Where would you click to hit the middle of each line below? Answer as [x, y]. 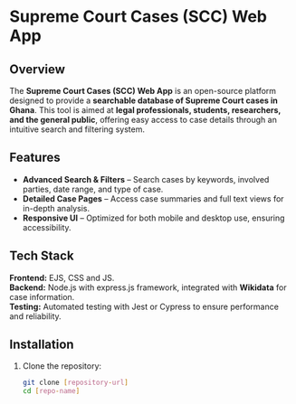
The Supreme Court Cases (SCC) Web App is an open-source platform [143, 91]
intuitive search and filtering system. [77, 129]
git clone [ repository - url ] [75, 383]
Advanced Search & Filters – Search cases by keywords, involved [146, 179]
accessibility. [47, 227]
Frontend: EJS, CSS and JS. [62, 277]
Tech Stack [42, 256]
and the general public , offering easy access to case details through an [143, 120]
